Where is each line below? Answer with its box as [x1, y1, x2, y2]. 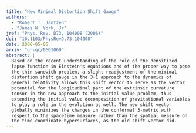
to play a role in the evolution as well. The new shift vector [11, 101, 172, 108]
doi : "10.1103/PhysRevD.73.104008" [6, 36, 93, 42]
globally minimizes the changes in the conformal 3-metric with [11, 107, 172, 113]
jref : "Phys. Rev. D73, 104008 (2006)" [6, 31, 104, 36]
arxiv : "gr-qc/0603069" [6, 47, 65, 53]
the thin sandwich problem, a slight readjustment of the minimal [11, 69, 177, 75]
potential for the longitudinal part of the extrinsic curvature [11, 85, 175, 91]
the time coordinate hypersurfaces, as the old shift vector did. [11, 118, 177, 124]
